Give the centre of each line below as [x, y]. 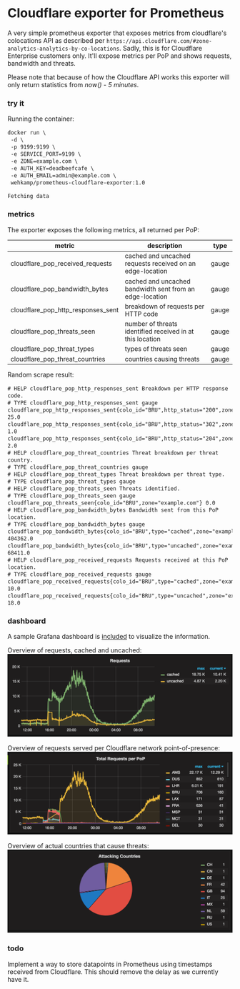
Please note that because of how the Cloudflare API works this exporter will [119, 77]
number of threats [151, 324]
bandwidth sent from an [160, 289]
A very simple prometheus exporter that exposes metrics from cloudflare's [117, 33]
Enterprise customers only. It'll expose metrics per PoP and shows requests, [120, 56]
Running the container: [41, 119]
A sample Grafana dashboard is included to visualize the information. [109, 637]
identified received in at [159, 332]
